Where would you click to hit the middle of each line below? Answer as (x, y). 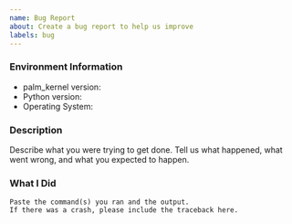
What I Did (33, 183)
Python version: (52, 96)
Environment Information (66, 67)
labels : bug (32, 35)
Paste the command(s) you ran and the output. (99, 202)
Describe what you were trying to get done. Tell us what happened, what (146, 149)
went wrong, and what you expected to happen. (99, 159)
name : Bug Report (42, 18)
